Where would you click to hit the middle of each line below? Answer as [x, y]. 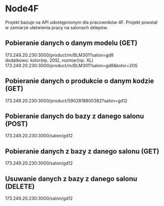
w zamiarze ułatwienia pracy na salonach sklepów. [57, 27]
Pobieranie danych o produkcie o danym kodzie [80, 81]
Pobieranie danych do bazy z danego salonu [75, 116]
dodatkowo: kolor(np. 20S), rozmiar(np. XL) [49, 60]
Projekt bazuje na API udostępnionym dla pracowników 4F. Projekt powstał [81, 22]
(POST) [17, 124]
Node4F [22, 9]
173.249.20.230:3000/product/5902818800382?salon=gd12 [66, 101]
